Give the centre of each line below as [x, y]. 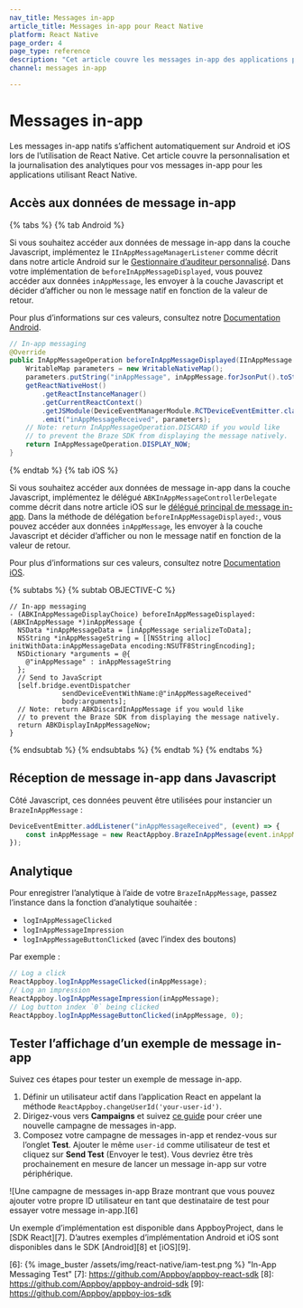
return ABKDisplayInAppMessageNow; [84, 725]
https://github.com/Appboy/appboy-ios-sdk [90, 1294]
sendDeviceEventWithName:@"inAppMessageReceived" [157, 693]
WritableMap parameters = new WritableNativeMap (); [124, 369]
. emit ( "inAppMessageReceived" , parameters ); [127, 419]
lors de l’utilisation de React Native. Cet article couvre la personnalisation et [150, 155]
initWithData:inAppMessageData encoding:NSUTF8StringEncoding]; [133, 646]
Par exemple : [35, 957]
